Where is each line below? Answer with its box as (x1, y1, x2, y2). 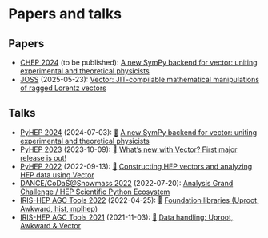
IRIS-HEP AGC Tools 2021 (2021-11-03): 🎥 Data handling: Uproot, (19, 212, 234, 222)
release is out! (19, 153, 67, 162)
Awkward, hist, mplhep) (19, 204, 98, 213)
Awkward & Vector (19, 220, 82, 230)
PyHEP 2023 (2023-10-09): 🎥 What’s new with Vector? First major (19, 145, 238, 154)
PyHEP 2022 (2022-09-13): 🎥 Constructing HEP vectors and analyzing (19, 161, 253, 171)
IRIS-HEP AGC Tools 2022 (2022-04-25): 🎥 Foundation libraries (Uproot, (19, 195, 259, 204)
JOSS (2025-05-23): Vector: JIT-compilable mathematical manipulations (19, 75, 260, 84)
